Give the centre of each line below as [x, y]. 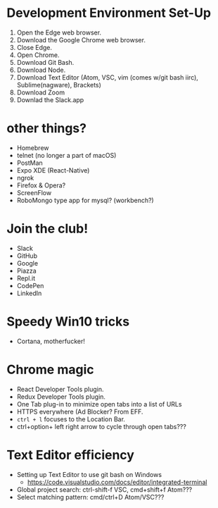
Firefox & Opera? [41, 185]
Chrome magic [50, 370]
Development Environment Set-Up [109, 13]
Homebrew [33, 148]
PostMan [30, 163]
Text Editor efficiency [71, 455]
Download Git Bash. [45, 62]
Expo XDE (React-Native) [53, 170]
